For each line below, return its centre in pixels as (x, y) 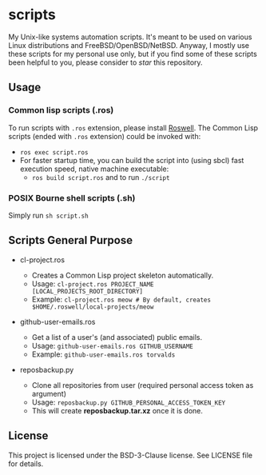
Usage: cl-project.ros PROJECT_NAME (93, 283)
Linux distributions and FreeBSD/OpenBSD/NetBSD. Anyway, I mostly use (129, 45)
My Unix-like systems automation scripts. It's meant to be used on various (130, 37)
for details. (26, 463)
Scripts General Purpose (71, 240)
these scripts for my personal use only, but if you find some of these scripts (133, 54)
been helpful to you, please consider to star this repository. (105, 62)
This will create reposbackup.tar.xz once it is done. (117, 410)
